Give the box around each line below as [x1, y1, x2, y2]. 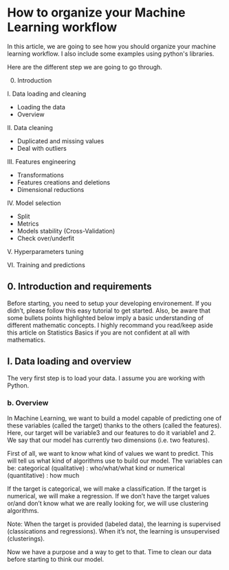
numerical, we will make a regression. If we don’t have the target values [7, 492, 210, 500]
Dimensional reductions [17, 185, 85, 193]
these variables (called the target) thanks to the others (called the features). [7, 421, 222, 430]
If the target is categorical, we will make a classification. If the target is [7, 484, 207, 493]
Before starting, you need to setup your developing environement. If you [7, 299, 212, 307]
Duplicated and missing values [17, 136, 105, 145]
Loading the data [17, 103, 65, 111]
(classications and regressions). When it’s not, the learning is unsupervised [7, 527, 220, 535]
